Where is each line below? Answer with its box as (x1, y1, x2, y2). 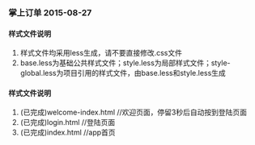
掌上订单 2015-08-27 (8, 6, 92, 18)
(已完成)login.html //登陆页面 (19, 118, 116, 127)
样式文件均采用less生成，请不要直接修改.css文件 (19, 48, 182, 58)
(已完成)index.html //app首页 (19, 127, 116, 138)
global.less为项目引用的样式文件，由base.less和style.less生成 (19, 68, 227, 78)
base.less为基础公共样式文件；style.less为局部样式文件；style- (19, 58, 231, 68)
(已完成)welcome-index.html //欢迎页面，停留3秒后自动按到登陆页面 (19, 107, 247, 118)
